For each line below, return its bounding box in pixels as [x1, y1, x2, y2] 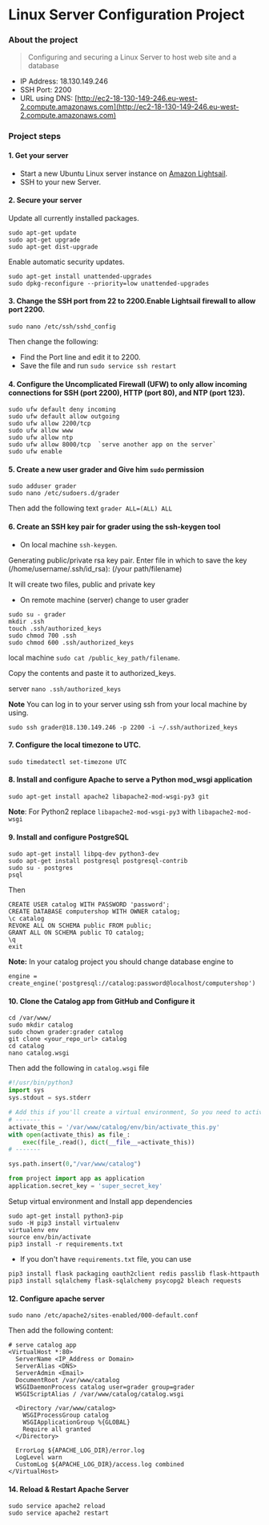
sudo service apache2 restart [8, 1509, 110, 1518]
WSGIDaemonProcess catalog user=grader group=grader [15, 1383, 195, 1392]
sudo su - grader [8, 610, 66, 619]
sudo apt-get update [8, 229, 78, 237]
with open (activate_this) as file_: [8, 1130, 130, 1139]
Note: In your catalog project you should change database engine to [8, 957, 234, 966]
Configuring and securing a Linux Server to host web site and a [27, 52, 237, 62]
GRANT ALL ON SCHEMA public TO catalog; [8, 929, 146, 937]
